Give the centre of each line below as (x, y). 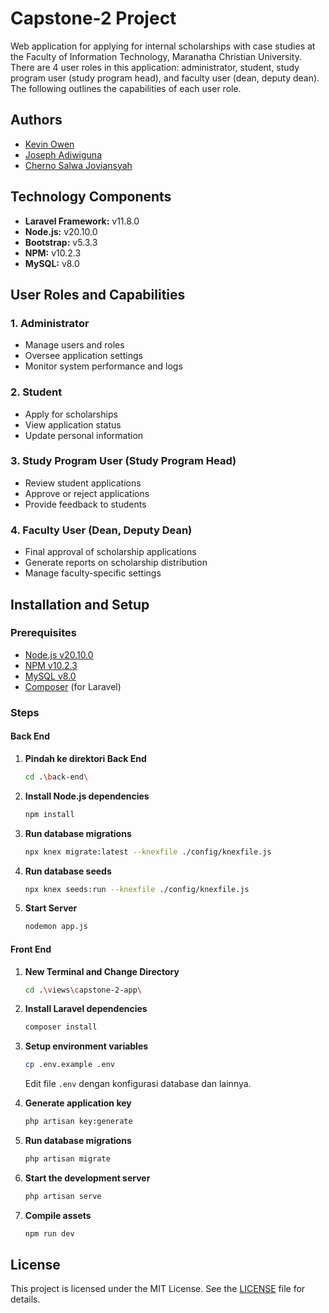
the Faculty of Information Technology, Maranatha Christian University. (156, 56)
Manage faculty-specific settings (93, 573)
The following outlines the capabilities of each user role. (126, 88)
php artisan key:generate (78, 1122)
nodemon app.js (56, 927)
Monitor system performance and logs (103, 366)
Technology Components (91, 197)
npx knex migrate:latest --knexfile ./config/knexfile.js (148, 852)
